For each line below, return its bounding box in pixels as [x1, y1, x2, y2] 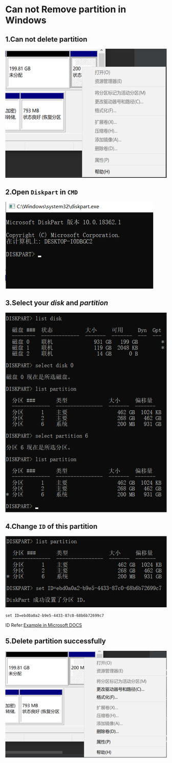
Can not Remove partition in [5, 4, 126, 15]
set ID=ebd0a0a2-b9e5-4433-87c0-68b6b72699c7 [5, 613, 104, 618]
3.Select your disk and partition [5, 299, 109, 307]
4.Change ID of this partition [5, 522, 98, 531]
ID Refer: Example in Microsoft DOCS [5, 622, 82, 628]
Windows [5, 14, 47, 26]
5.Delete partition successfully [5, 637, 106, 646]
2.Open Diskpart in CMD [5, 188, 78, 197]
